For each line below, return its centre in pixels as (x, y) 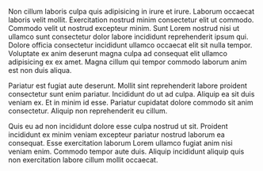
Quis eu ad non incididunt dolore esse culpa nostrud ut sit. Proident (118, 126)
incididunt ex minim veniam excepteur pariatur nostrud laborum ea (117, 135)
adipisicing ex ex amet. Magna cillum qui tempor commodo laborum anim (128, 62)
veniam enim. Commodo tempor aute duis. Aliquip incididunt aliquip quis (126, 151)
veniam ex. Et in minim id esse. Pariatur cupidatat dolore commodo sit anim (131, 103)
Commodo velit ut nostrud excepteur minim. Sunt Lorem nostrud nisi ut (124, 28)
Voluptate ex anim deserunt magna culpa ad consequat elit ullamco (118, 53)
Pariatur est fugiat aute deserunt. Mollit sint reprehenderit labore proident (128, 85)
